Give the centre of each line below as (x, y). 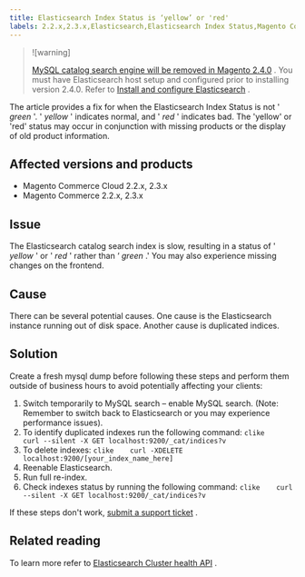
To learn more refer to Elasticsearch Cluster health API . (113, 562)
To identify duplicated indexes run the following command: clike (143, 432)
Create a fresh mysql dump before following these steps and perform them (149, 376)
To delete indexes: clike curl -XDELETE (103, 450)
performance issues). (63, 423)
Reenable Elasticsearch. (68, 467)
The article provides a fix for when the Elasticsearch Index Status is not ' (145, 106)
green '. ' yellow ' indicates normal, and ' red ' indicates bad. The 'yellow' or (151, 116)
